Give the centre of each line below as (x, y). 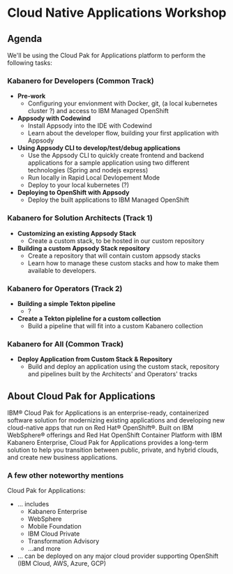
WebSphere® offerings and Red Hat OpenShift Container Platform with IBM (115, 435)
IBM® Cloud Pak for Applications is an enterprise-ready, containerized (108, 413)
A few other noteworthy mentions (66, 475)
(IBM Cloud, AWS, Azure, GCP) (62, 564)
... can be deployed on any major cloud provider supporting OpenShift (118, 556)
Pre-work (31, 96)
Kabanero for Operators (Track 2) (65, 288)
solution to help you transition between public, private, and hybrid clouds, (113, 450)
